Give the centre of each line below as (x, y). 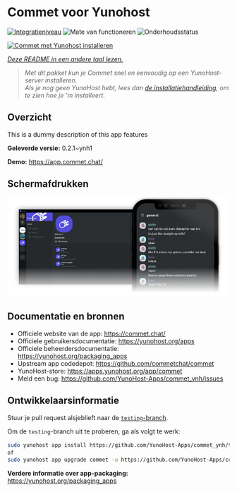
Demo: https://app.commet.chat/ (55, 161)
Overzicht (30, 117)
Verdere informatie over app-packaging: (68, 474)
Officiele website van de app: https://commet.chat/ (91, 333)
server (34, 80)
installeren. (61, 80)
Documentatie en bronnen (66, 317)
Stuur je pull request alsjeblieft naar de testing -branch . (88, 417)
